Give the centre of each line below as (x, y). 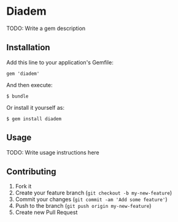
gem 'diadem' (23, 74)
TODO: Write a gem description (46, 28)
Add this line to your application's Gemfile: (60, 62)
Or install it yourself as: (35, 107)
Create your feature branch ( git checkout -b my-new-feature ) (94, 193)
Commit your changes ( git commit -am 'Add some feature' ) (91, 199)
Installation (28, 48)
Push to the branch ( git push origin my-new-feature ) (83, 206)
